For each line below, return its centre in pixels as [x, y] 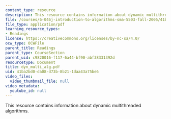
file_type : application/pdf [35, 24]
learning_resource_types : [33, 29]
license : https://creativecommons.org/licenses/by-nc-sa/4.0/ [73, 39]
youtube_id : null [28, 91]
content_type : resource [31, 10]
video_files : [19, 77]
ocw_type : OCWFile [25, 43]
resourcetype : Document [31, 62]
